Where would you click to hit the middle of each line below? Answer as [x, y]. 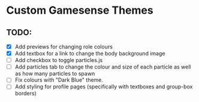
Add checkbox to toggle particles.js [59, 60]
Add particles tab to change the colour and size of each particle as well [103, 67]
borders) [26, 94]
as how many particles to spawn [55, 74]
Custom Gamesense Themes [80, 10]
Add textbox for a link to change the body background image [90, 54]
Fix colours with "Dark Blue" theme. [59, 80]
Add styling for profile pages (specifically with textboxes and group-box [104, 86]
